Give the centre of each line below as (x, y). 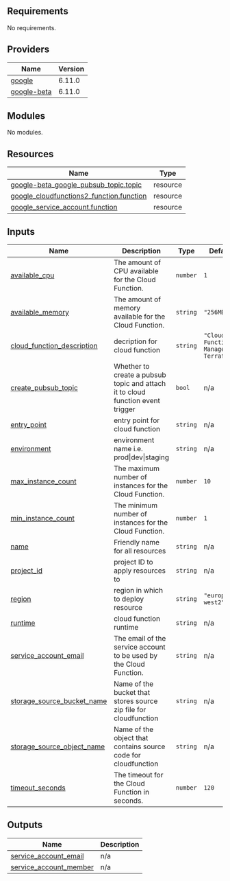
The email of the (140, 639)
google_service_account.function (64, 207)
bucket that (132, 693)
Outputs (25, 825)
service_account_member (52, 867)
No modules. (25, 133)
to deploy (129, 599)
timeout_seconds (38, 788)
